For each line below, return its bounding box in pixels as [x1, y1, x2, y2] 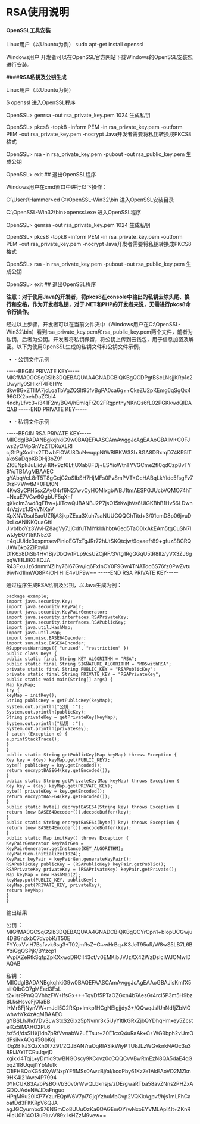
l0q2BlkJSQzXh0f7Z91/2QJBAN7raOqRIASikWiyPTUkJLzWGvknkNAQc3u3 [6, 1042, 192, 1050]
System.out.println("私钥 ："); [6, 721, 84, 727]
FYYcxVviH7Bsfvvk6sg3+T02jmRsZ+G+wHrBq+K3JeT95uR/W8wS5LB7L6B [6, 941, 193, 948]
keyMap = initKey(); [6, 692, 58, 699]
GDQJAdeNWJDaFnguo [6, 1086, 65, 1094]
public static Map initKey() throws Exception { [6, 835, 129, 842]
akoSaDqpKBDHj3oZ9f [6, 455, 62, 462]
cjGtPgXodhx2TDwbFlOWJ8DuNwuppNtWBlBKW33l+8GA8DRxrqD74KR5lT [6, 449, 192, 456]
